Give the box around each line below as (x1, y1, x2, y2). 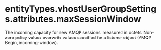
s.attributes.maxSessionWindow (5, 13, 141, 25)
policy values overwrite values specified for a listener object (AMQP (15, 35, 152, 40)
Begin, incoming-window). (5, 39, 58, 45)
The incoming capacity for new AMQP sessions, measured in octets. (5, 29, 143, 35)
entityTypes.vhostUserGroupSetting (5, 3, 157, 14)
